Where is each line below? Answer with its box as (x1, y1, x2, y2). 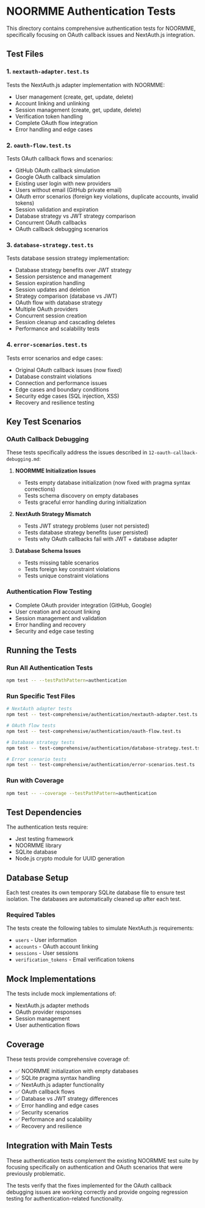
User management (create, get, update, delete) (15, 93, 134, 101)
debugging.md (6, 457, 40, 463)
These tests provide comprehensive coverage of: (6, 1055, 130, 1063)
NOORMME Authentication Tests (6, 4, 176, 18)
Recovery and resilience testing (15, 398, 95, 406)
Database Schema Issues (15, 547, 81, 555)
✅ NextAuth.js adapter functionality (15, 1081, 105, 1088)
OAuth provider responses (15, 1008, 82, 1016)
